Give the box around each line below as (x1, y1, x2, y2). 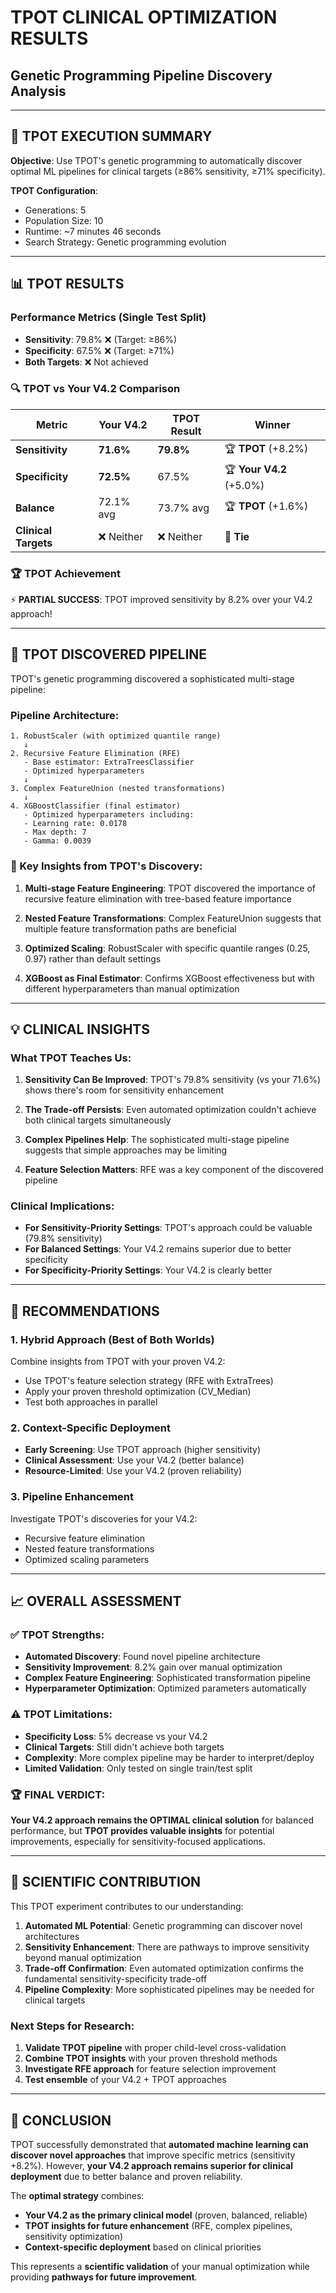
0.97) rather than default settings (24, 952, 162, 965)
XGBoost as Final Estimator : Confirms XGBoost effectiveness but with (24, 972, 315, 984)
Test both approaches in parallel (24, 1396, 158, 1408)
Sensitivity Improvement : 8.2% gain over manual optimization (24, 1661, 283, 1673)
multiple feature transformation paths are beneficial (24, 922, 237, 935)
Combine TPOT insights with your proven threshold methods (24, 2052, 278, 2065)
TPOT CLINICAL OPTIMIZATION (10, 6, 278, 29)
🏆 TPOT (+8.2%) (224, 441, 309, 455)
